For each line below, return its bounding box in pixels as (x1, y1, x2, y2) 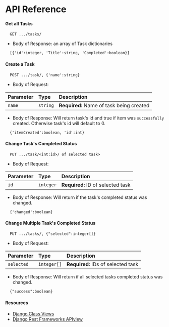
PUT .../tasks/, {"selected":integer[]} (10, 231, 96, 236)
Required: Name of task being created (59, 102, 150, 109)
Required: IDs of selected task (66, 261, 139, 268)
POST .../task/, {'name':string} (10, 72, 80, 77)
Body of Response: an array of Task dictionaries (12, 40, 112, 47)
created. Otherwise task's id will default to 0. (12, 120, 106, 126)
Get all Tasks (5, 20, 33, 26)
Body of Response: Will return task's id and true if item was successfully (12, 115, 164, 121)
